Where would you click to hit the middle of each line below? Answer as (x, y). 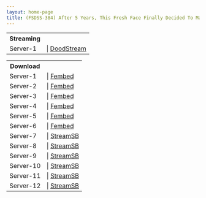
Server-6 (23, 126)
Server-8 (23, 146)
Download (25, 66)
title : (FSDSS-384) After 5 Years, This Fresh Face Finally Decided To (100, 18)
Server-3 (23, 96)
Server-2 (23, 86)
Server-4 (23, 106)
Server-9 (23, 156)
